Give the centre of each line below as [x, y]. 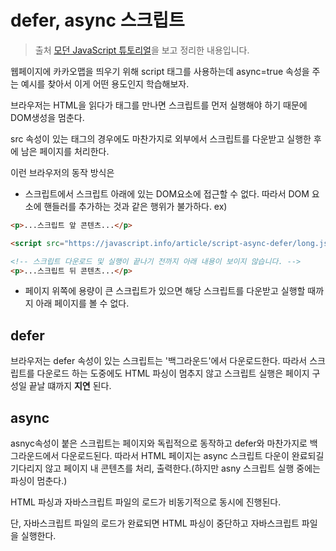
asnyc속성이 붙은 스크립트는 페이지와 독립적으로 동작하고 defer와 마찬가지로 [159, 443]
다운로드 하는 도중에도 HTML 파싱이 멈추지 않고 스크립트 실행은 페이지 [173, 373]
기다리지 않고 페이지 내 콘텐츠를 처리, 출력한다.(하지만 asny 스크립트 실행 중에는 [165, 468]
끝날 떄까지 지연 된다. [70, 386]
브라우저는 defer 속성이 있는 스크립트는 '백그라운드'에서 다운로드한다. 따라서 [159, 361]
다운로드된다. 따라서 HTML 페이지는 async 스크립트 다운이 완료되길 [193, 456]
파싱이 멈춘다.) [39, 481]
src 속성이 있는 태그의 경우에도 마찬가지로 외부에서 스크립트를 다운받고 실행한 [161, 138]
